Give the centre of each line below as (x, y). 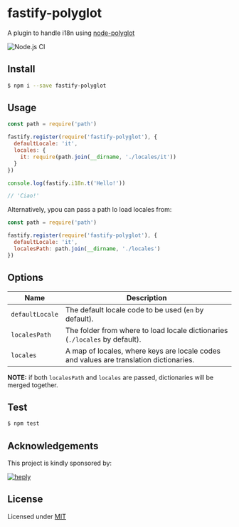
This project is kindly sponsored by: (60, 463)
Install (21, 69)
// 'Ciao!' (23, 196)
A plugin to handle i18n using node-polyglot (71, 33)
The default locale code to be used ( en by (134, 309)
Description (147, 297)
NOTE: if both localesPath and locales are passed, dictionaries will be (111, 377)
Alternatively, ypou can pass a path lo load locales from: (90, 210)
